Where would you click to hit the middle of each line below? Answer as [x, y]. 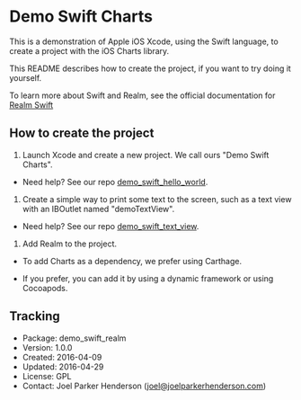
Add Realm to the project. [69, 244]
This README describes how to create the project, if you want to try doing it [150, 68]
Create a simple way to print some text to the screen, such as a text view [157, 199]
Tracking [35, 316]
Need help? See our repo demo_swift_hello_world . [115, 182]
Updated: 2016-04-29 [63, 367]
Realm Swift [31, 104]
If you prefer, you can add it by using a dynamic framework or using [148, 278]
